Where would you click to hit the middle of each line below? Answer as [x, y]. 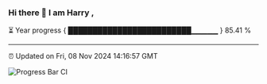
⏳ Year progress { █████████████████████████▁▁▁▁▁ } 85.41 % [130, 30]
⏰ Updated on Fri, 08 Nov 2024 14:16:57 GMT [83, 56]
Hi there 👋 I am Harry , [51, 13]
